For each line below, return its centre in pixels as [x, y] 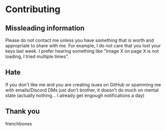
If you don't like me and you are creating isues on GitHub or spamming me [83, 84]
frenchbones [19, 123]
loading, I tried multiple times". [37, 56]
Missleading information [45, 28]
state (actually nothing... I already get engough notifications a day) [75, 95]
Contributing [33, 9]
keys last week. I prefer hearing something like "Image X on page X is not [82, 51]
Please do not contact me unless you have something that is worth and [80, 40]
